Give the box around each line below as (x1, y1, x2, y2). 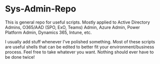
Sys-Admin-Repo (5, 3, 77, 14)
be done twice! (5, 54, 35, 60)
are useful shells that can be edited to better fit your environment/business (5, 44, 154, 50)
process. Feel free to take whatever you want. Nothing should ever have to (5, 49, 154, 55)
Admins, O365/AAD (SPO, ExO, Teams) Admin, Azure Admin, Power (5, 24, 140, 30)
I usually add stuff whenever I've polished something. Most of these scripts (5, 38, 155, 44)
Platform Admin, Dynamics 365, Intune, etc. (5, 29, 92, 35)
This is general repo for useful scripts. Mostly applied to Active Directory (5, 19, 150, 25)
